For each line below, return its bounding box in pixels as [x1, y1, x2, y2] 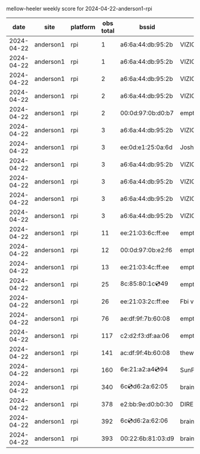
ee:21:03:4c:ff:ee [120, 263, 170, 271]
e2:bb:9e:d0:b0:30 [120, 400, 174, 408]
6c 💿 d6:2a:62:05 [120, 382, 168, 390]
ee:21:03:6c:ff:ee [120, 229, 170, 237]
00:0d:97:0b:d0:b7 [120, 109, 174, 117]
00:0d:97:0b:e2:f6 [120, 246, 173, 254]
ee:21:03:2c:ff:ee [120, 297, 170, 306]
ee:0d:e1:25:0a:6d [120, 143, 173, 151]
